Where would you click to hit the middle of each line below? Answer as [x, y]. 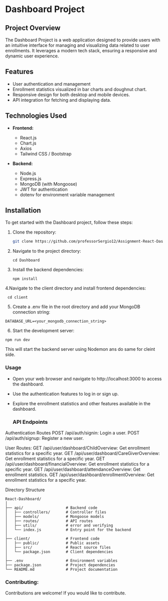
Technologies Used [36, 116]
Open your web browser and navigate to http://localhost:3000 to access [87, 379]
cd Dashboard [26, 260]
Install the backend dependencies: [48, 270]
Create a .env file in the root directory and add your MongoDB [76, 307]
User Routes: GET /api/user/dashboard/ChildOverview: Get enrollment [78, 448]
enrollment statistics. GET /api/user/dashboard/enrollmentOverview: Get [80, 475]
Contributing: [22, 582]
